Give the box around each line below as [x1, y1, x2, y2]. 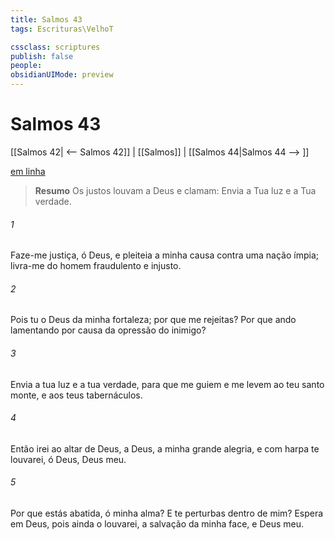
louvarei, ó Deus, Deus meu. [10, 453, 127, 465]
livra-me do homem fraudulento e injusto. [10, 260, 182, 272]
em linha [10, 165, 46, 177]
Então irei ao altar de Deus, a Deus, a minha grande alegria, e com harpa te [10, 442, 320, 455]
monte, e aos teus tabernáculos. [10, 389, 143, 401]
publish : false [10, 51, 74, 61]
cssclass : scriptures [10, 42, 101, 52]
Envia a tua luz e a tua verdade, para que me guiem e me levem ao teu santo [10, 378, 325, 390]
